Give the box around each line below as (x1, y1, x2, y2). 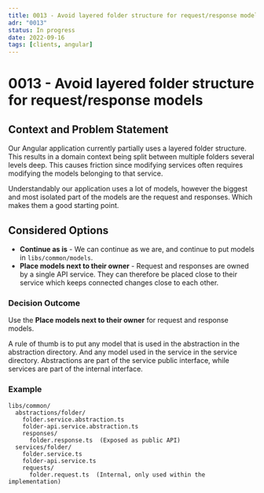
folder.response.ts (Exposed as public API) (28, 436, 181, 444)
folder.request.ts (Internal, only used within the (28, 470, 206, 479)
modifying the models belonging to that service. (8, 169, 163, 178)
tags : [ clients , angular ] (8, 41, 93, 49)
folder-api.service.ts (22, 457, 97, 465)
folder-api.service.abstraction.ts (22, 422, 139, 430)
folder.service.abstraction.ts (22, 415, 125, 424)
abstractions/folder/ (15, 409, 86, 417)
